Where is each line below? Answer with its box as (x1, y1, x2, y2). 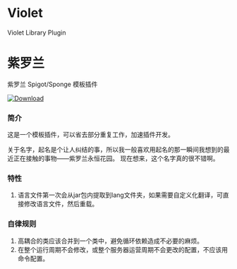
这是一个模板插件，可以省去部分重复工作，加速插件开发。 (7, 131, 174, 139)
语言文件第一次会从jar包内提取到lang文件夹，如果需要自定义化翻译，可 (17, 191, 224, 199)
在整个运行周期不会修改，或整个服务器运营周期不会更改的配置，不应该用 (17, 245, 228, 253)
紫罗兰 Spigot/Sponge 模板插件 (7, 80, 98, 88)
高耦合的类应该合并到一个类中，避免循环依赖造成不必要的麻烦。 (17, 237, 203, 245)
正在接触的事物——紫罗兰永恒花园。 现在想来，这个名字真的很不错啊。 (13, 154, 219, 163)
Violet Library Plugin (7, 28, 66, 37)
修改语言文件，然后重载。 (23, 200, 99, 208)
